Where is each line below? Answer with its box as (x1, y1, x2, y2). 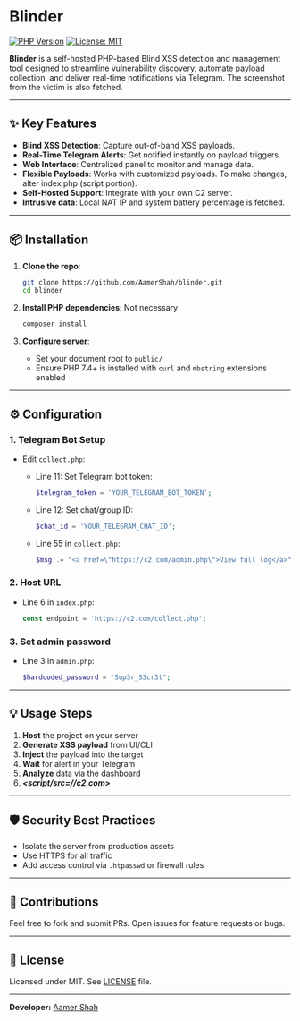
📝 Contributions (9, 894, 99, 909)
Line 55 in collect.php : (35, 538, 121, 549)
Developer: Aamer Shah (9, 1002, 99, 1013)
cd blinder (21, 286, 63, 295)
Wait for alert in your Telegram (21, 758, 136, 769)
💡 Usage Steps (9, 706, 93, 721)
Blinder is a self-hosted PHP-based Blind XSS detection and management (9, 53, 281, 64)
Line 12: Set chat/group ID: (35, 504, 134, 515)
